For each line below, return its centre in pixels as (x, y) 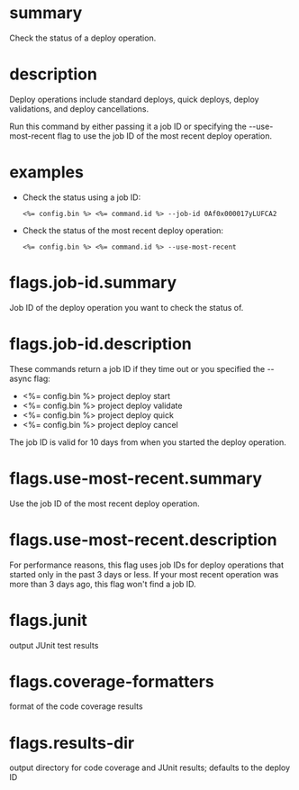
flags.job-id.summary (93, 283)
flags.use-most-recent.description (143, 540)
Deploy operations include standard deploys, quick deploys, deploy (134, 99)
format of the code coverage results (76, 706)
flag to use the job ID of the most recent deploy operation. (165, 136)
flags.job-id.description (100, 344)
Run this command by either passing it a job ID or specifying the (128, 126)
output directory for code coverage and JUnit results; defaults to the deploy (150, 767)
